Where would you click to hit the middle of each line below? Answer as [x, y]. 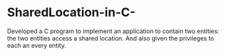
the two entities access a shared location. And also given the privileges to [111, 38]
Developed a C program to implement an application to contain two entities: [113, 31]
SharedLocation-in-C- [71, 12]
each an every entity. [37, 45]
